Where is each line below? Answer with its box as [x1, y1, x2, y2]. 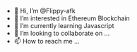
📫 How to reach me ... [13, 37, 80, 45]
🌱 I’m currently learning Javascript [13, 22, 114, 30]
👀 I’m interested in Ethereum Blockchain [13, 14, 131, 22]
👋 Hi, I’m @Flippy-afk [13, 7, 76, 15]
